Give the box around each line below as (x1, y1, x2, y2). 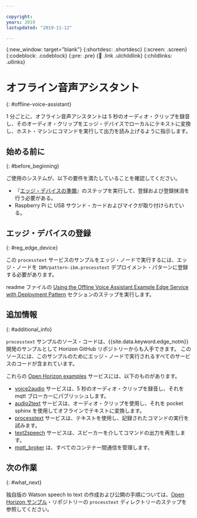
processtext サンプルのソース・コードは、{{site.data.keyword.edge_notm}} (6, 338, 189, 345)
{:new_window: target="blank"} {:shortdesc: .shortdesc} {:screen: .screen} (6, 46, 188, 53)
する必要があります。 (6, 271, 58, 278)
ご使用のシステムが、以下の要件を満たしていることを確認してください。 (6, 175, 181, 182)
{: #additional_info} (6, 326, 52, 333)
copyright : (6, 14, 33, 19)
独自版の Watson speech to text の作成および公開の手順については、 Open (6, 491, 185, 498)
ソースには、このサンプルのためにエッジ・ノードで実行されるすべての (6, 353, 175, 360)
